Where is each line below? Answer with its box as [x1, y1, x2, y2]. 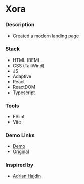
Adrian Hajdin [12, 173, 41, 179]
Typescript [12, 89, 35, 96]
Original [12, 148, 29, 155]
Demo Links [5, 132, 35, 139]
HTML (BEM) [12, 57, 40, 63]
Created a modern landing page [12, 33, 79, 39]
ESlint [12, 114, 25, 120]
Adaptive [12, 73, 32, 79]
